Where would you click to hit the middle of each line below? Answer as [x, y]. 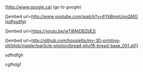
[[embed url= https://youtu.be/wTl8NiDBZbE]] [50, 31]
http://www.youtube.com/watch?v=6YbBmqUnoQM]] [85, 16]
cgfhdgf [13, 64]
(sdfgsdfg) [16, 22]
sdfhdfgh [14, 55]
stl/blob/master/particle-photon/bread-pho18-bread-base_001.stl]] [72, 45]
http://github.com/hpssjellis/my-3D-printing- [76, 40]
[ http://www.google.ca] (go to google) [43, 7]
